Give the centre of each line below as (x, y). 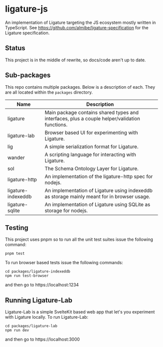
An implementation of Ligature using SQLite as (97, 204)
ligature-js (26, 9)
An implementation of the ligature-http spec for (98, 176)
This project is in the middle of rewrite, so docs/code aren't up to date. (75, 60)
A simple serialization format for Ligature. (91, 146)
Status (15, 48)
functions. (56, 124)
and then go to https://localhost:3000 (42, 339)
